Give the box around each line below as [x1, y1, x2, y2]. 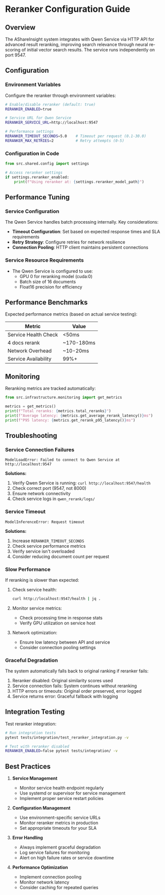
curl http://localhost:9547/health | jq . [12, 596, 101, 601]
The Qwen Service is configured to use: [12, 268, 93, 274]
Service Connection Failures [5, 446, 75, 453]
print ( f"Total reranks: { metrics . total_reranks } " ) [5, 408, 111, 414]
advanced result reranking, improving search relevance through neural [5, 42, 148, 47]
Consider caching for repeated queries [19, 885, 99, 891]
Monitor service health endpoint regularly [19, 785, 104, 791]
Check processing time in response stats [19, 614, 102, 620]
